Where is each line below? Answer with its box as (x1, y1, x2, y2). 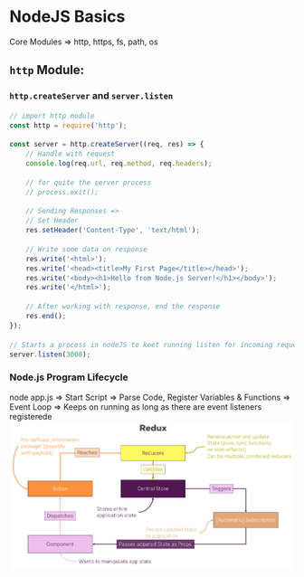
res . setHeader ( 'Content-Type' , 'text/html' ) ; (25, 226, 201, 235)
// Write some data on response (25, 244, 147, 254)
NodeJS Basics (9, 6, 126, 27)
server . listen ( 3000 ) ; (9, 350, 91, 359)
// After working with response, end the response (25, 302, 221, 311)
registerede (9, 411, 52, 421)
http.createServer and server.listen (9, 90, 174, 102)
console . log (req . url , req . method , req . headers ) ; (25, 159, 213, 168)
